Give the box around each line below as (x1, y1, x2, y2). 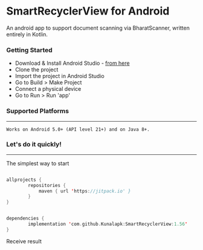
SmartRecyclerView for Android (6, 4, 170, 18)
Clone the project (14, 66, 59, 73)
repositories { (28, 182, 66, 188)
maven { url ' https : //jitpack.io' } (38, 188, 131, 194)
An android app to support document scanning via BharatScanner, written (6, 24, 190, 31)
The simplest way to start (6, 159, 69, 167)
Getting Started (6, 45, 53, 54)
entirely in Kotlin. (6, 30, 48, 38)
